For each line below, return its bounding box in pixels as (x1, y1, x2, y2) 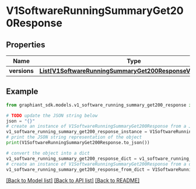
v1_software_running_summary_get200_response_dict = (6, 156, 137, 162)
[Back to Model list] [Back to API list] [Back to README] (6, 177, 140, 184)
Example (6, 86, 38, 97)
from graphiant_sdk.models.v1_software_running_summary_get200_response (6, 102, 187, 108)
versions (9, 67, 34, 75)
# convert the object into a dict (6, 150, 90, 156)
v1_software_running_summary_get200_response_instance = (6, 129, 148, 135)
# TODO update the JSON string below (6, 113, 98, 118)
